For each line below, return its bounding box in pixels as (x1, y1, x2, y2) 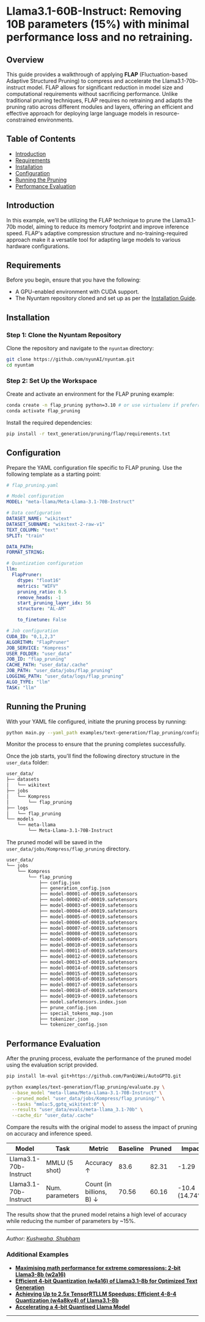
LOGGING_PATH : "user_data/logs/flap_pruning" (6, 673, 124, 679)
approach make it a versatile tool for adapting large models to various (6, 236, 181, 243)
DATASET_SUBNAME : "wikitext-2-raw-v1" (6, 521, 105, 527)
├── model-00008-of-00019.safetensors (38, 930, 138, 937)
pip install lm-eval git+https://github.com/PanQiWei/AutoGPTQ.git (6, 1073, 182, 1079)
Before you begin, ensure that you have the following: (6, 276, 141, 283)
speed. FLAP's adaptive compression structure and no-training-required (6, 229, 188, 236)
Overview (6, 54, 45, 65)
